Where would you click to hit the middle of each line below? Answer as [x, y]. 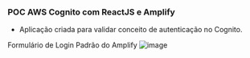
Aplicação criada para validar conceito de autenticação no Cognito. [131, 30]
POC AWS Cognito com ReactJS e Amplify [91, 12]
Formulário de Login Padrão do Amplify [72, 45]
